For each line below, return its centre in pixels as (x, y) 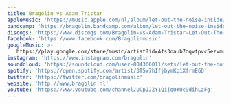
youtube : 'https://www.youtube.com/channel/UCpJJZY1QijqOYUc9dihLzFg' (110, 90)
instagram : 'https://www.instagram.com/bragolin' (80, 58)
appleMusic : (24, 20)
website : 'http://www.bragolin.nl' (58, 83)
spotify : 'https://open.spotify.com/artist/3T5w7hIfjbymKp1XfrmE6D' (107, 70)
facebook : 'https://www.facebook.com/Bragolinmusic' (84, 39)
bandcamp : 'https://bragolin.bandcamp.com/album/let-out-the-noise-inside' (118, 26)
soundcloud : (24, 64)
